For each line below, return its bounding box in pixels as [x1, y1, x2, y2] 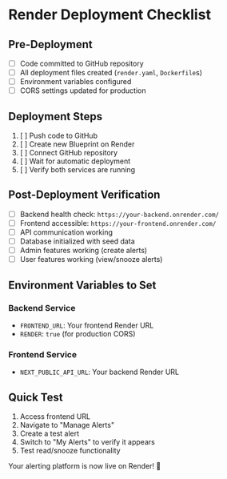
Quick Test [8, 390, 63, 404]
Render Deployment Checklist [8, 6, 212, 24]
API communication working [19, 227, 113, 237]
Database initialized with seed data [19, 236, 135, 246]
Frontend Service [8, 348, 78, 360]
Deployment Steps [8, 110, 102, 123]
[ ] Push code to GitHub [19, 131, 98, 141]
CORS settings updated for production [19, 86, 146, 95]
